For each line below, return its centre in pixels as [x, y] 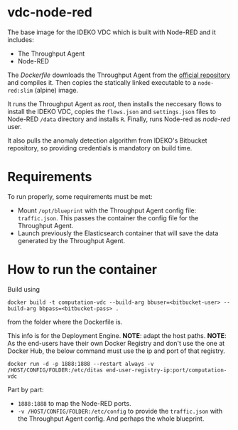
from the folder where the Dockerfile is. [65, 322]
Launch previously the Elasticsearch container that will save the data [118, 233]
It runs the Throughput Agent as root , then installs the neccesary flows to [114, 103]
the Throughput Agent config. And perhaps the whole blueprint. [111, 419]
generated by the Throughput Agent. [71, 240]
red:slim [20, 91]
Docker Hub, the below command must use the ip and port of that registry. [117, 351]
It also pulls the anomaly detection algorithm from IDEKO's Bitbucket [107, 140]
